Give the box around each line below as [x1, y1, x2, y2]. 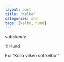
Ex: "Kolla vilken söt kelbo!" [5, 53, 60, 59]
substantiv [5, 34, 26, 40]
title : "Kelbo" [5, 12, 36, 16]
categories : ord [5, 16, 38, 21]
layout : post [5, 7, 32, 12]
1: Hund [5, 43, 20, 49]
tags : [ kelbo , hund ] [5, 20, 47, 26]
